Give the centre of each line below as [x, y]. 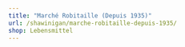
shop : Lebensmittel [41, 30]
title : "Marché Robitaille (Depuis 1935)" [80, 16]
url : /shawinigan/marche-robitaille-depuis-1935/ [93, 23]
